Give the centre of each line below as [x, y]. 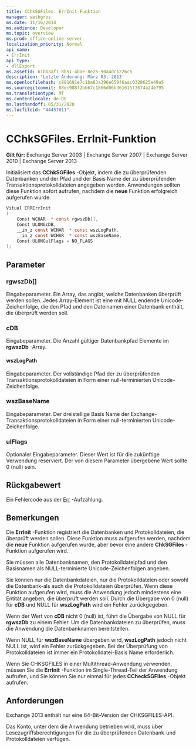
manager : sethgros [28, 17]
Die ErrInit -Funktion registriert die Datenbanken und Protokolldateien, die [95, 532]
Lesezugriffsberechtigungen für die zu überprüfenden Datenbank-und [91, 732]
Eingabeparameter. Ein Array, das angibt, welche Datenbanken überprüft [94, 294]
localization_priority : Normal [44, 45]
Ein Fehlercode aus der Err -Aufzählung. [55, 499]
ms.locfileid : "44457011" [38, 110]
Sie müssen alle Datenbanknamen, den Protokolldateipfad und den [87, 562]
